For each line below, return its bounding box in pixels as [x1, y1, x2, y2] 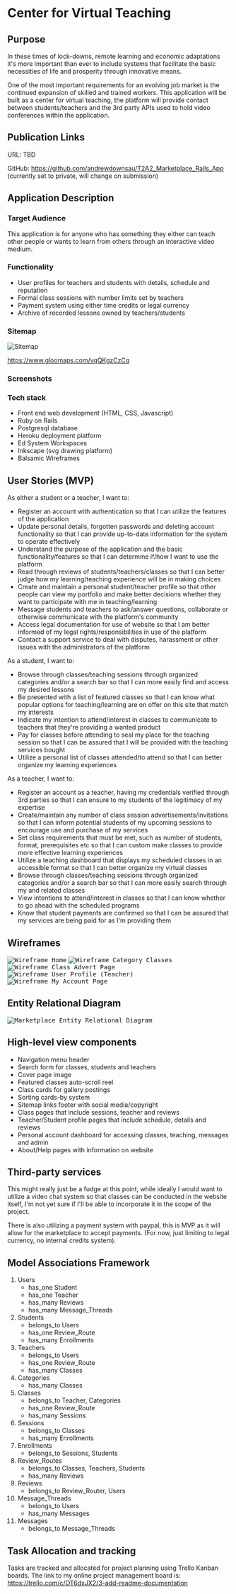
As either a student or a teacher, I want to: [7, 494, 129, 502]
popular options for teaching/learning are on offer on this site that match [17, 701, 228, 709]
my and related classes [17, 886, 85, 895]
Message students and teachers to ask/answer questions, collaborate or [17, 605, 228, 614]
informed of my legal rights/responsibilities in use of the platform [17, 628, 206, 636]
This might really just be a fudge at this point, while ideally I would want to [7, 1185, 223, 1193]
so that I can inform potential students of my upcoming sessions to [17, 818, 212, 827]
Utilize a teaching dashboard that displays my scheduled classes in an [17, 856, 223, 864]
